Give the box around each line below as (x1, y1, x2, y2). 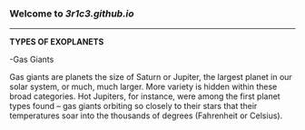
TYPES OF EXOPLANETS (9, 36, 104, 47)
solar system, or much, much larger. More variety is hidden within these (9, 81, 278, 93)
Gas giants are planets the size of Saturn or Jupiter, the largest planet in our (9, 72, 292, 83)
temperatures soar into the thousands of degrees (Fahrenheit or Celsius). (9, 110, 283, 121)
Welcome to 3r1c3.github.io (9, 7, 134, 20)
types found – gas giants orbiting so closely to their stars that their (9, 101, 258, 112)
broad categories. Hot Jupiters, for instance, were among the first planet (9, 91, 280, 102)
